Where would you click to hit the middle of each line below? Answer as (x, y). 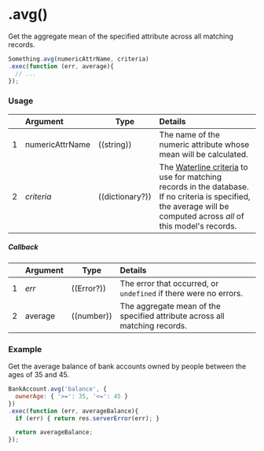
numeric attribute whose (204, 145)
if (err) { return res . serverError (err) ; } (87, 418)
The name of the (189, 134)
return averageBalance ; (54, 433)
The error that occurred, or (169, 283)
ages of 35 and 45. (38, 374)
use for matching (191, 177)
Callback (23, 247)
